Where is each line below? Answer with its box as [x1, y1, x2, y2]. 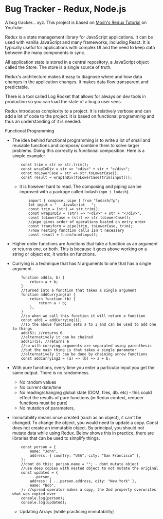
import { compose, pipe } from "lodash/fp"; [28, 198, 120, 203]
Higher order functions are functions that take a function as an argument [12, 241, 158, 246]
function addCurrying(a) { [21, 292, 76, 297]
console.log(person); [21, 496, 65, 500]
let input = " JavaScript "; [28, 202, 96, 207]
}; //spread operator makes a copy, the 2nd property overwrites [21, 487, 157, 492]
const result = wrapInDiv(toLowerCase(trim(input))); [21, 175, 132, 180]
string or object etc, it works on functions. [12, 251, 96, 257]
